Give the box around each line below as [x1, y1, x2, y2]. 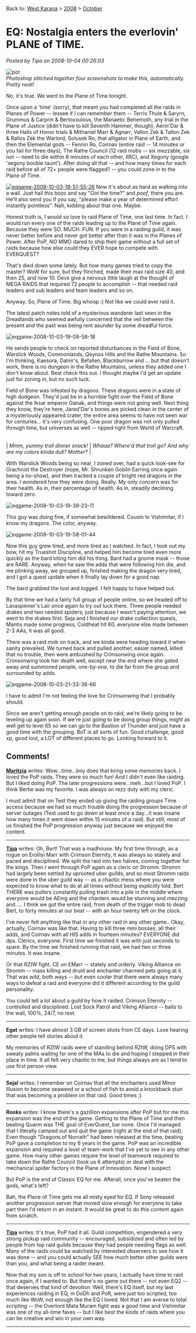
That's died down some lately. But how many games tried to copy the [6, 261, 173, 268]
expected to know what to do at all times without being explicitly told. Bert [6, 882, 184, 889]
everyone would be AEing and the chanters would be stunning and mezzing [6, 894, 188, 901]
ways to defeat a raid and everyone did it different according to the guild [6, 979, 180, 986]
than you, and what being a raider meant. [6, 1260, 105, 1267]
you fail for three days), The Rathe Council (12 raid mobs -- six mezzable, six [6, 147, 191, 154]
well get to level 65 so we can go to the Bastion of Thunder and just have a [6, 722, 185, 729]
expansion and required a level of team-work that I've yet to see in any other [6, 1146, 190, 1153]
